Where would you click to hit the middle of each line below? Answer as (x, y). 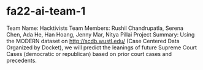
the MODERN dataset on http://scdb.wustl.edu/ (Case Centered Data (93, 41)
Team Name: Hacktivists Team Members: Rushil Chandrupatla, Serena (95, 28)
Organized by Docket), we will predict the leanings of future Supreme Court (102, 47)
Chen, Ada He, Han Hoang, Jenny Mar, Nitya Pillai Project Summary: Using (101, 34)
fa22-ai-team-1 (46, 11)
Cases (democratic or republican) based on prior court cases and (89, 54)
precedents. (21, 60)
